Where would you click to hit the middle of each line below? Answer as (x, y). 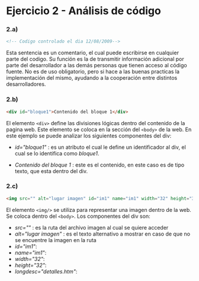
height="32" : (31, 265)
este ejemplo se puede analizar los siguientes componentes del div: (89, 135)
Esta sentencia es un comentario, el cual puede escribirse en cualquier (93, 53)
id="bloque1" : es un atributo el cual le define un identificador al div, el (100, 147)
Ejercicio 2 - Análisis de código (84, 11)
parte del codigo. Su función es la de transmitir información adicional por (95, 59)
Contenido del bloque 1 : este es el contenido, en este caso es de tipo (99, 165)
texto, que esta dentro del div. (51, 171)
